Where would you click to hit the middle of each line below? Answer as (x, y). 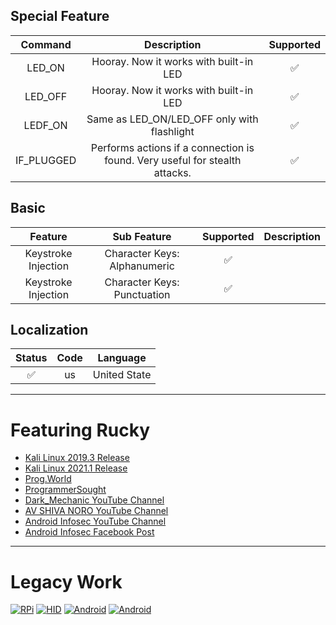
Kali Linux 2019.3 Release (77, 458)
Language (122, 358)
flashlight (172, 131)
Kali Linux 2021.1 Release (76, 468)
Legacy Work (66, 581)
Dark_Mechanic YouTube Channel (94, 500)
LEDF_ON (45, 125)
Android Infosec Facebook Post (89, 532)
